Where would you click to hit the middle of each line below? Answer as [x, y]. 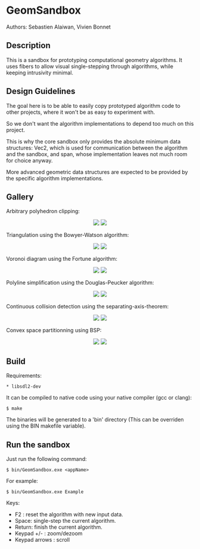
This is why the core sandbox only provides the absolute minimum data [93, 141]
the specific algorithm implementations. [55, 178]
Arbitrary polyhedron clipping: [43, 211]
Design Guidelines [41, 91]
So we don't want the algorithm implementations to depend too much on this [100, 123]
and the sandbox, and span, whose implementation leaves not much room [97, 154]
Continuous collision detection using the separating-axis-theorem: [87, 307]
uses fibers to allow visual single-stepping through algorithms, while [90, 66]
